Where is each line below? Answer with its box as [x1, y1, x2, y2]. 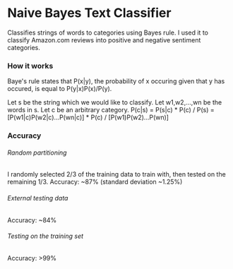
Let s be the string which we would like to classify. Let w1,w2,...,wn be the [7, 98, 222, 107]
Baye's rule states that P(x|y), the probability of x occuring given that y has [7, 77, 225, 85]
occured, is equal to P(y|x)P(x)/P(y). [7, 85, 112, 93]
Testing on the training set [7, 232, 83, 241]
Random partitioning [7, 148, 67, 157]
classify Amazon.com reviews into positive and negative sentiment [7, 35, 201, 44]
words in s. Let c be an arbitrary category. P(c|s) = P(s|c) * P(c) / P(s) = [7, 106, 215, 114]
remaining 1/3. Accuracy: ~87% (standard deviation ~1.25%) [7, 178, 183, 186]
